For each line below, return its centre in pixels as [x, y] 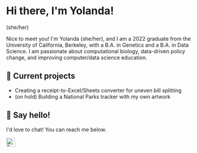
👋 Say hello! [28, 115]
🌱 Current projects [41, 76]
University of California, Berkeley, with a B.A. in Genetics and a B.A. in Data [98, 45]
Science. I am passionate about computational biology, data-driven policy [96, 51]
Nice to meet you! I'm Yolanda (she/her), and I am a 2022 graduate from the [98, 38]
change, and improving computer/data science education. [77, 57]
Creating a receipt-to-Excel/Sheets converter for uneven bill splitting [98, 90]
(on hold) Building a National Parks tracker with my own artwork [93, 96]
